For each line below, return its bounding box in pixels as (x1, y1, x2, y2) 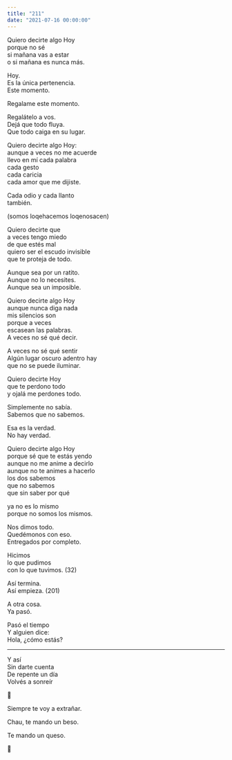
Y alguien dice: (7, 628, 50, 636)
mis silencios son (7, 311, 57, 319)
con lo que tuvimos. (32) (7, 565, 77, 574)
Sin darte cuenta (7, 662, 55, 671)
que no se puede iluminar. (7, 361, 81, 369)
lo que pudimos (7, 558, 52, 567)
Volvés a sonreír (7, 677, 53, 686)
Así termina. (7, 579, 41, 587)
